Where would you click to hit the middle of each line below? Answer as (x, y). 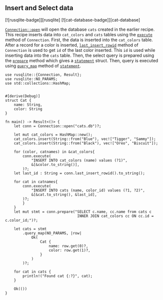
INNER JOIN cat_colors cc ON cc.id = (115, 216)
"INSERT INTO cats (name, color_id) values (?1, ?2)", (88, 190)
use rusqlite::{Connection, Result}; (43, 75)
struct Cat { (18, 100)
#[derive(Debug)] (23, 96)
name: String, (28, 105)
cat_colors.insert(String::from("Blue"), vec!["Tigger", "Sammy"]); (85, 139)
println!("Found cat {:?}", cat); (58, 276)
